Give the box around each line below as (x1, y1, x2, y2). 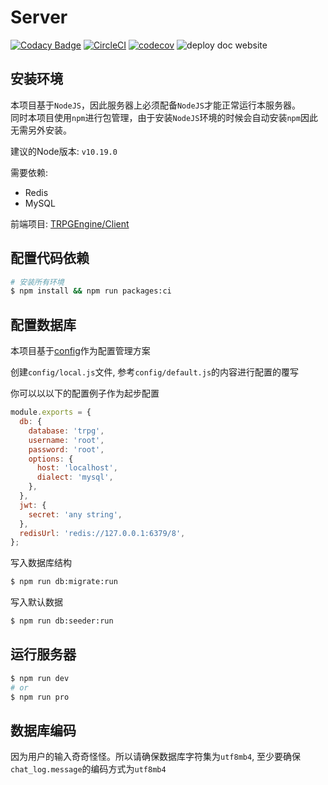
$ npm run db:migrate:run (10, 577, 118, 587)
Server (10, 6, 68, 29)
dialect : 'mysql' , (36, 472, 114, 483)
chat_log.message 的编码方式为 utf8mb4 (10, 763, 167, 775)
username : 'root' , (28, 435, 105, 445)
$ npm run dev (10, 673, 70, 683)
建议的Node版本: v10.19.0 (10, 145, 118, 157)
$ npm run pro (10, 692, 70, 702)
